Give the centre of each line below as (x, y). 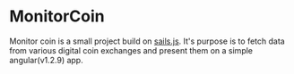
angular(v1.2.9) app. (46, 60)
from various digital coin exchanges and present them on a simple (131, 50)
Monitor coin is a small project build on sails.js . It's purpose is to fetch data (147, 41)
